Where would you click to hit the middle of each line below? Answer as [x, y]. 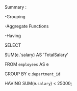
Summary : [15, 7]
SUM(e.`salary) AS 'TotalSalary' [37, 55]
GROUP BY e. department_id [33, 74]
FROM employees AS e [27, 64]
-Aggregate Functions [27, 26]
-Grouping [15, 16]
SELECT [13, 45]
